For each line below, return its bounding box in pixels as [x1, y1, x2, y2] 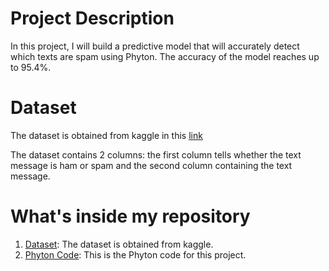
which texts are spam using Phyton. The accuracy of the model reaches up [10, 50, 320, 62]
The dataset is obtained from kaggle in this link [10, 129, 203, 141]
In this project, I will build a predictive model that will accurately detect [10, 40, 300, 52]
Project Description [10, 7, 175, 30]
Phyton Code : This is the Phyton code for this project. [24, 248, 247, 261]
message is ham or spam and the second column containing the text [10, 159, 293, 171]
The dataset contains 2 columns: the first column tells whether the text [10, 148, 302, 161]
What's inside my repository [10, 205, 251, 228]
